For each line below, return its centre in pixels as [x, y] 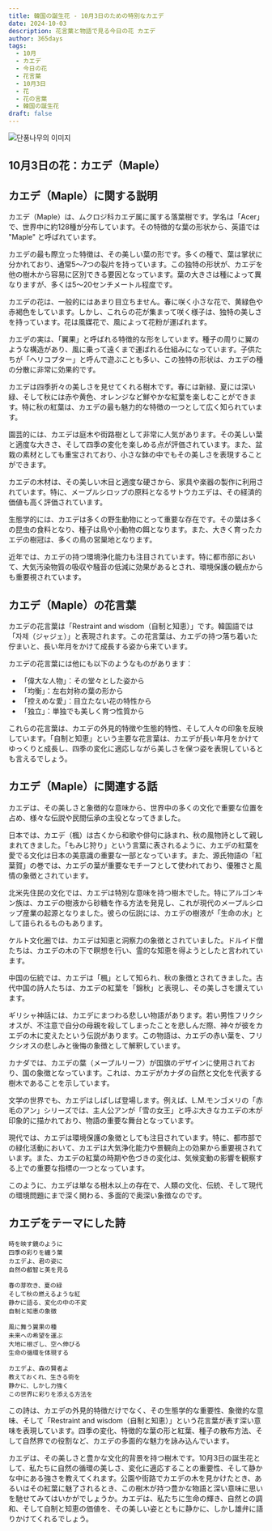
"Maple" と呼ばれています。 [55, 237]
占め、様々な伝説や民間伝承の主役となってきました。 [97, 818]
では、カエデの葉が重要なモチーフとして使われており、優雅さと [149, 865]
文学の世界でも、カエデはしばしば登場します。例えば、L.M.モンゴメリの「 [132, 1100]
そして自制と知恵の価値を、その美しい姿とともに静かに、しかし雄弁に [139, 1508]
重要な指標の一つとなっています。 [93, 1167]
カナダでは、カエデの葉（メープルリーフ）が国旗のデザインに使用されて [128, 1062]
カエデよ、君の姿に [36, 1261]
